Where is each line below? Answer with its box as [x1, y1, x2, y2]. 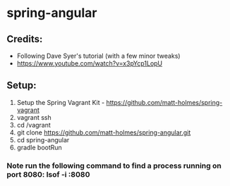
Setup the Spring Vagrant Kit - [16, 98, 105, 106]
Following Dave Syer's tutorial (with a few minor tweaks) [16, 51, 181, 60]
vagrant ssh [16, 113, 52, 121]
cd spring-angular [16, 135, 70, 144]
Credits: [6, 33, 43, 45]
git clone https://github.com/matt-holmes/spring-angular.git [16, 128, 191, 137]
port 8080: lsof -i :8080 [6, 169, 90, 179]
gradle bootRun [16, 143, 63, 151]
